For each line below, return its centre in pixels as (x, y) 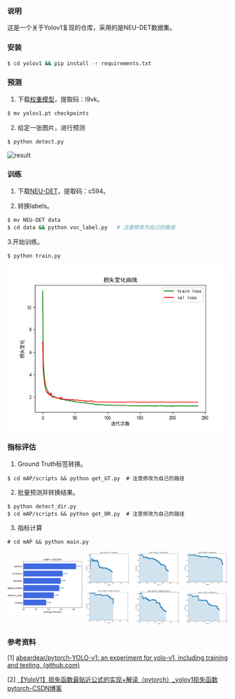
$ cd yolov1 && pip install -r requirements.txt (79, 63)
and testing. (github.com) (44, 665)
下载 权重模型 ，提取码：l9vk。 (60, 99)
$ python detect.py (36, 141)
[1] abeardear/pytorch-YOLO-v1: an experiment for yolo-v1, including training (117, 657)
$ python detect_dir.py (42, 506)
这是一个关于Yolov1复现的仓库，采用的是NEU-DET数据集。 (92, 28)
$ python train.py (34, 256)
